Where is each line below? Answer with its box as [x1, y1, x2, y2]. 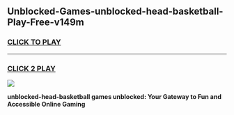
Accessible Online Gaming [7, 100, 86, 108]
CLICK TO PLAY [7, 38, 61, 47]
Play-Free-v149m [7, 17, 85, 29]
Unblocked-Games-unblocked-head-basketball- [7, 6, 224, 17]
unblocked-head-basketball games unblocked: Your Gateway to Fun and [7, 92, 221, 100]
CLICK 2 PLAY [7, 63, 56, 73]
